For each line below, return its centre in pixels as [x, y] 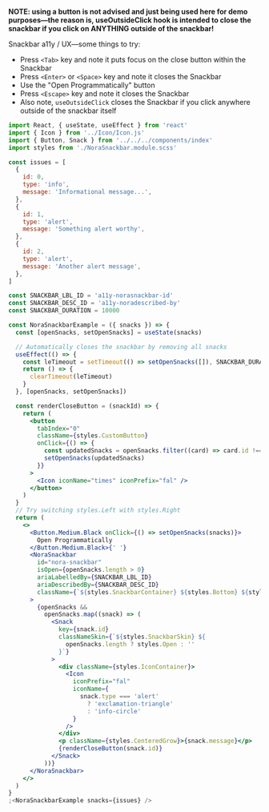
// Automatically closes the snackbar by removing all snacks [121, 347]
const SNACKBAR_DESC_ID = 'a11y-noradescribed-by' [94, 303]
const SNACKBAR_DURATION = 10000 [64, 311]
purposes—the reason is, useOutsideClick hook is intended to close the [130, 20]
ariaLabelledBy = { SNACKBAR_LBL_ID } [94, 577]
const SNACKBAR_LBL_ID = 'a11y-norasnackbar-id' [91, 295]
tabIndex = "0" [59, 428]
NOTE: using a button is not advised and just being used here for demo [128, 12]
